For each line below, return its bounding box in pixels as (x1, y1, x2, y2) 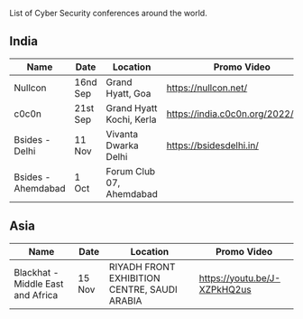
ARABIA (108, 294, 142, 306)
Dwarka (106, 139, 140, 152)
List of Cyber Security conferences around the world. (9, 8, 207, 18)
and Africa (14, 288, 59, 301)
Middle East (14, 277, 64, 290)
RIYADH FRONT (108, 260, 176, 273)
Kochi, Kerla (106, 113, 157, 126)
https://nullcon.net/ (166, 81, 248, 94)
